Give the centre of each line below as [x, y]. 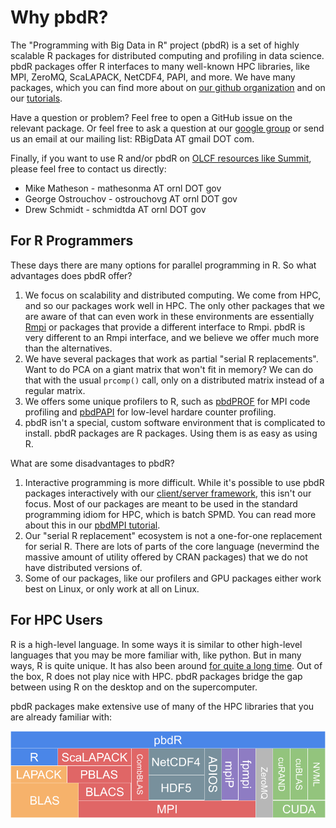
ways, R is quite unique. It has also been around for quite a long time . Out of [166, 665]
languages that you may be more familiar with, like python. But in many [156, 655]
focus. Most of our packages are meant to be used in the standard [161, 503]
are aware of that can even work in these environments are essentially [169, 316]
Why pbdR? [59, 17]
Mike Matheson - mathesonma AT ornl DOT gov [123, 188]
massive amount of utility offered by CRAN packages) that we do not [166, 557]
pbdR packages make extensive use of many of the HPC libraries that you [162, 706]
